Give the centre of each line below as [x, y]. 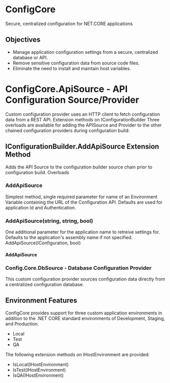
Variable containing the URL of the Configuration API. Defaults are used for [84, 202]
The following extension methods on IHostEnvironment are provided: [77, 354]
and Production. [22, 324]
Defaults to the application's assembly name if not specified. [69, 238]
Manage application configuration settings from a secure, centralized [85, 52]
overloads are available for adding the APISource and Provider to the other [84, 125]
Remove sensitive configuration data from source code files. [76, 63]
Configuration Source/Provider [72, 100]
